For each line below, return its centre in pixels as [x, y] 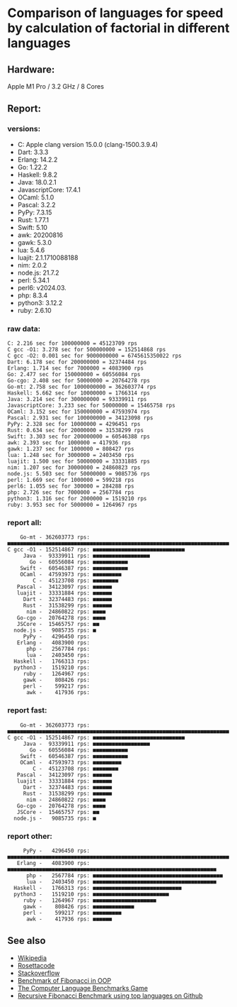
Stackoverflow [39, 973]
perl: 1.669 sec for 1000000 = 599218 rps [71, 480]
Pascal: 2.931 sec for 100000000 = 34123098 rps [80, 418]
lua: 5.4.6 [31, 250]
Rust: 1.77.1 [33, 220]
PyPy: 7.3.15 [35, 212]
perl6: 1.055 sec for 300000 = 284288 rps [71, 486]
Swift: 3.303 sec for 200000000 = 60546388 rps [79, 436]
